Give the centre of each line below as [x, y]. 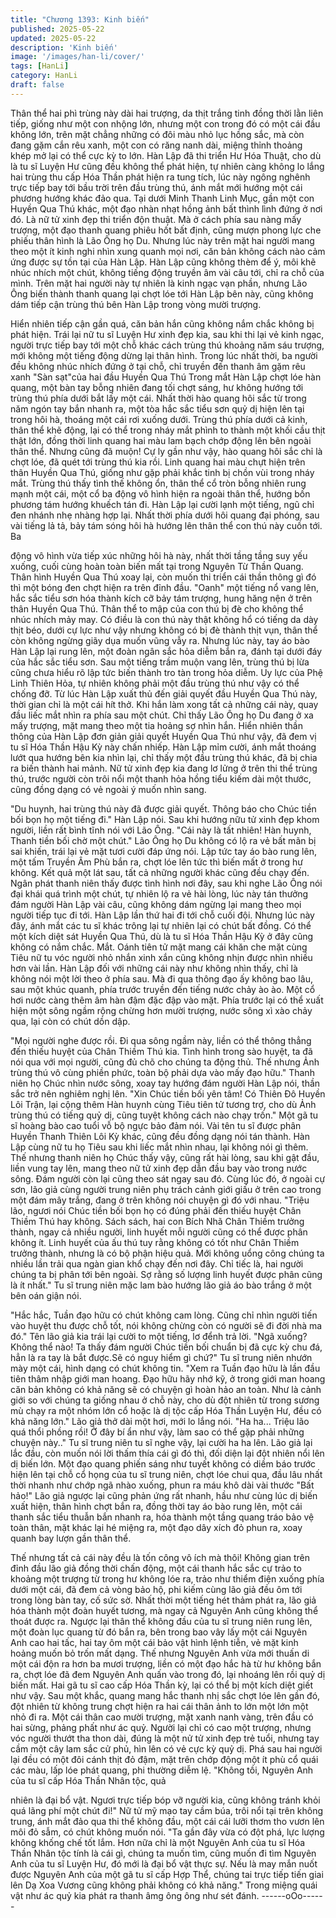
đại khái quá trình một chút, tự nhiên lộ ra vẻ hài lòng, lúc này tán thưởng [159, 893]
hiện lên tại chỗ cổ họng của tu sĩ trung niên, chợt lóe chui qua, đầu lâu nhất [166, 1474]
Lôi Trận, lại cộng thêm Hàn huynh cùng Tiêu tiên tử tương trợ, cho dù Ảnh [163, 1104]
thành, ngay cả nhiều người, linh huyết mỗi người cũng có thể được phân [159, 1232]
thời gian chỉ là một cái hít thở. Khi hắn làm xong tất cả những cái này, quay [164, 704]
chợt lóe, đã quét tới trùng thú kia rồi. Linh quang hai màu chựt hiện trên [158, 462]
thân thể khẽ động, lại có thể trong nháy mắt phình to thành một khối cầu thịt [168, 430]
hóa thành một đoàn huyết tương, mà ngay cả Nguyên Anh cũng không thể [164, 1610]
